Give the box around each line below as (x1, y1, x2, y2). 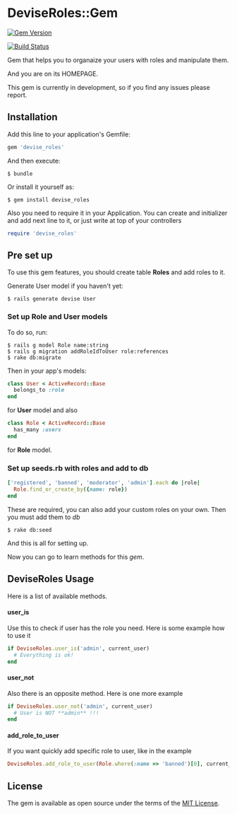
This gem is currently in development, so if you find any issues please (7, 83, 210, 91)
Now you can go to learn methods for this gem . (7, 552, 145, 561)
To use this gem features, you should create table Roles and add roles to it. (7, 268, 226, 277)
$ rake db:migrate (7, 354, 61, 361)
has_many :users (13, 426, 61, 434)
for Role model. (7, 446, 52, 454)
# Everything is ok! (13, 651, 74, 658)
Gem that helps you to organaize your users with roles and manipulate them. (7, 55, 229, 64)
